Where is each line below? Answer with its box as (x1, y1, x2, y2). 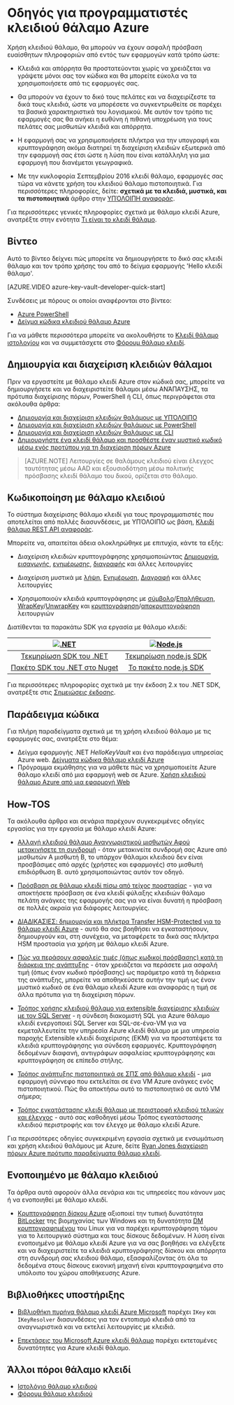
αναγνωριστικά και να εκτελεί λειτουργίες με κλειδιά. (17, 1322, 176, 1331)
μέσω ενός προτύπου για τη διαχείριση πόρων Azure (17, 443, 171, 452)
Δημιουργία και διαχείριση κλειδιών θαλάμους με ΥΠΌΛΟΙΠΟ (17, 413, 198, 421)
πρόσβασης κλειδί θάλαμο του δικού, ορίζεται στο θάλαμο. (24, 471, 198, 480)
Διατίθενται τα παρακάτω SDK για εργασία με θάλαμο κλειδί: (7, 623, 187, 632)
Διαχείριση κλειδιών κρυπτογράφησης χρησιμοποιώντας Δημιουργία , (17, 552, 220, 561)
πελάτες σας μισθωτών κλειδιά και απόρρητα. (17, 122, 153, 130)
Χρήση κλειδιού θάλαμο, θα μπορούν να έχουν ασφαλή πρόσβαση (7, 43, 203, 51)
